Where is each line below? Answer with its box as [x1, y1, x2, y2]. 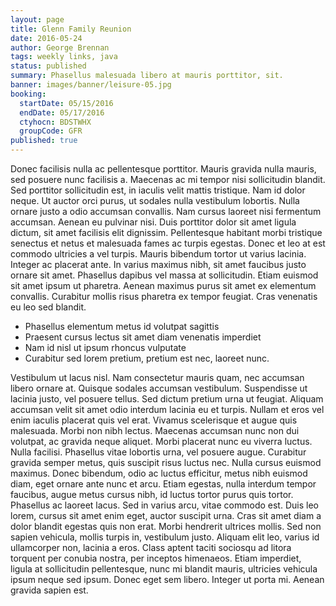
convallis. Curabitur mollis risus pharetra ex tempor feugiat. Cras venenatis [10, 291, 318, 302]
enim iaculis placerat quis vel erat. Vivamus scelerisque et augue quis [10, 414, 298, 426]
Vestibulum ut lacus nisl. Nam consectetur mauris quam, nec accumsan [10, 372, 305, 383]
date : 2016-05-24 [10, 33, 83, 43]
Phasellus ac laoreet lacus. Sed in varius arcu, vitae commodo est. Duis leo [10, 499, 319, 511]
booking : [10, 89, 47, 99]
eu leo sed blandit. [10, 301, 87, 313]
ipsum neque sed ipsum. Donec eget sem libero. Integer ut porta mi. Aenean [10, 574, 325, 585]
